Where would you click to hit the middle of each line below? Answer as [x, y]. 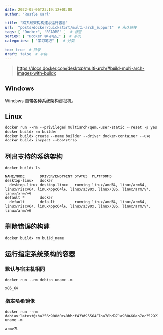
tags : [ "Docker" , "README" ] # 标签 [43, 32]
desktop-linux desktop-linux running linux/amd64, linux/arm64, [78, 185]
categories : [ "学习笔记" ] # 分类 [40, 41]
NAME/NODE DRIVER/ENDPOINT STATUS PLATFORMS [58, 176]
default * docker [29, 198]
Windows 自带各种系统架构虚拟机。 [41, 101]
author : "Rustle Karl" [28, 14]
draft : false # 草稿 [26, 54]
